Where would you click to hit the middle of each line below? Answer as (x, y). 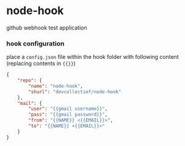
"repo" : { (30, 80)
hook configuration (35, 44)
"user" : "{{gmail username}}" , (68, 109)
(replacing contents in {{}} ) (41, 63)
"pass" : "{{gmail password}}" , (68, 115)
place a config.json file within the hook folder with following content (92, 57)
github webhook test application (47, 28)
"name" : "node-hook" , (56, 86)
